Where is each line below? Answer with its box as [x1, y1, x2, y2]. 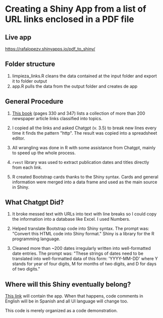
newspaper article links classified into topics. [12, 115, 103, 121]
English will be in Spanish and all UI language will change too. [5, 298, 128, 304]
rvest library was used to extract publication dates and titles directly [12, 159, 149, 165]
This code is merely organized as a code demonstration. [5, 308, 118, 314]
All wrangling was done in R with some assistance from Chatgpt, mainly [12, 144, 156, 150]
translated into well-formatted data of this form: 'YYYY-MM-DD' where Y [12, 256, 158, 262]
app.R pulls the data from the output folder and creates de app [12, 83, 138, 89]
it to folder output [12, 78, 47, 84]
